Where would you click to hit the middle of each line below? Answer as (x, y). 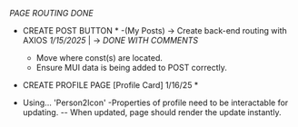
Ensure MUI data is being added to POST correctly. (131, 68)
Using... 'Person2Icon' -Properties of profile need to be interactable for (155, 103)
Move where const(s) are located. (99, 58)
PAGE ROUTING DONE (51, 13)
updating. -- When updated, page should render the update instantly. (152, 112)
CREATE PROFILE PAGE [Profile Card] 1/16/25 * (110, 85)
